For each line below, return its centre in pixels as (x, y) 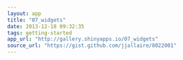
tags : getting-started (40, 33)
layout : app (24, 13)
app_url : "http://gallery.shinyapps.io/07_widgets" (83, 39)
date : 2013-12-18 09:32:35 (46, 26)
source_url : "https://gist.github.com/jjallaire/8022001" (92, 46)
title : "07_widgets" (37, 20)
